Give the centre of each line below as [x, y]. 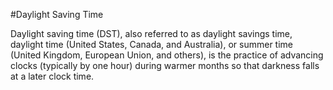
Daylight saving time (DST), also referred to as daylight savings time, [151, 33]
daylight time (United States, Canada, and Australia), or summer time [152, 44]
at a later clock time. [52, 76]
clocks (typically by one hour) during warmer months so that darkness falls [165, 65]
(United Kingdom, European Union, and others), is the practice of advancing [167, 55]
